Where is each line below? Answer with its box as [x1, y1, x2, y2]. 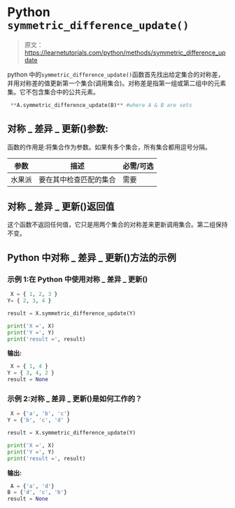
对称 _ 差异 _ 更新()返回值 [7, 201, 115, 213]
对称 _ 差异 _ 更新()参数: [7, 123, 108, 135]
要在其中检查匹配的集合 [38, 174, 117, 184]
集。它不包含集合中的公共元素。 [7, 87, 99, 96]
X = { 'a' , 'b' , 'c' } [10, 410, 71, 417]
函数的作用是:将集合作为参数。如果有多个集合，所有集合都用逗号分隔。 [7, 143, 212, 151]
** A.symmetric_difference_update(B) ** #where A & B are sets [10, 101, 192, 108]
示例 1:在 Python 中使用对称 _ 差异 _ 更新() [7, 274, 148, 284]
